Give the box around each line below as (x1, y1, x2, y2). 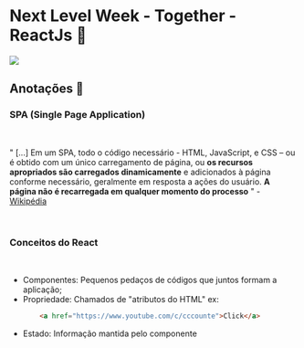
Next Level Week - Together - (9, 5, 237, 26)
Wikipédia (9, 195, 47, 206)
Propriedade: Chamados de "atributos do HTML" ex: (22, 293, 219, 304)
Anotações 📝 (9, 81, 84, 97)
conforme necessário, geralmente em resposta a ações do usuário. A (9, 175, 271, 187)
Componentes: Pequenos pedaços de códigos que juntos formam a (22, 274, 278, 285)
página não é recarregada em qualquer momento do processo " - (9, 185, 261, 196)
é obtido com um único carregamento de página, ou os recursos (9, 156, 254, 167)
